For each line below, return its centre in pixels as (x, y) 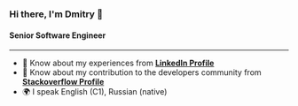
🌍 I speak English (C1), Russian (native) (94, 92)
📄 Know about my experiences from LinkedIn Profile (118, 63)
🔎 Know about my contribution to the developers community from (141, 72)
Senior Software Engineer (58, 35)
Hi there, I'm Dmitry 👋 (56, 14)
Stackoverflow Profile (63, 82)
